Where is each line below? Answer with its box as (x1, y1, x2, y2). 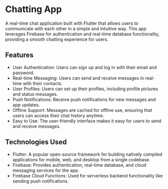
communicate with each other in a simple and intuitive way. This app (5, 25, 147, 31)
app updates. (12, 102, 40, 108)
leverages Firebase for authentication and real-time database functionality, (5, 31, 159, 37)
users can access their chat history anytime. (12, 112, 104, 118)
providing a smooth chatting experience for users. (5, 36, 109, 42)
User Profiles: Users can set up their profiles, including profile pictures (12, 86, 158, 92)
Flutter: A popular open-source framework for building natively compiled (12, 151, 162, 157)
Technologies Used (5, 138, 67, 147)
